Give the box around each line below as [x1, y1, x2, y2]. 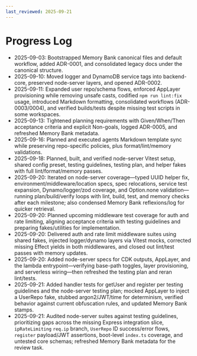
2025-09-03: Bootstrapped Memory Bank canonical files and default [14, 54, 182, 61]
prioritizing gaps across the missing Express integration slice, [14, 319, 164, 326]
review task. [14, 344, 44, 351]
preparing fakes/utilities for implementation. [14, 224, 121, 231]
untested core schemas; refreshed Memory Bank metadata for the [14, 338, 176, 345]
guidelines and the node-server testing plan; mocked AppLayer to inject [14, 287, 190, 294]
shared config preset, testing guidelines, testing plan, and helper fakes [14, 161, 186, 168]
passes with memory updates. [14, 249, 88, 256]
